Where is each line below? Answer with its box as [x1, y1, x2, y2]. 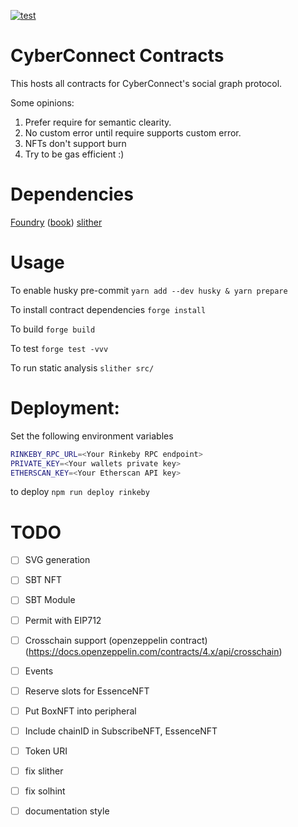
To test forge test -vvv [10, 342, 109, 354]
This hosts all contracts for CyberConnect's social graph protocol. [10, 77, 283, 89]
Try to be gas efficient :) [24, 148, 125, 160]
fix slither [24, 765, 64, 777]
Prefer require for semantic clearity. [24, 116, 172, 128]
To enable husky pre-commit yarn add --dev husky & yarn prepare [10, 284, 288, 296]
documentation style [24, 805, 110, 817]
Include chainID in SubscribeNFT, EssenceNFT [24, 725, 218, 737]
